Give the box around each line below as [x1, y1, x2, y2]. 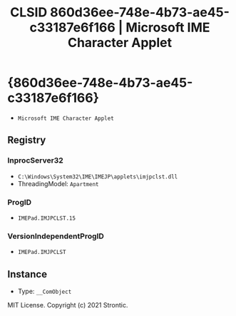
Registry [7, 134, 46, 146]
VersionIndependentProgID [7, 231, 105, 241]
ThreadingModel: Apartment [17, 179, 99, 188]
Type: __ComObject [17, 287, 72, 296]
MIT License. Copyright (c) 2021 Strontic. [7, 301, 128, 310]
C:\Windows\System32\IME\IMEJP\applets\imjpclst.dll [17, 173, 178, 180]
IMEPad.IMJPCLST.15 [17, 215, 76, 222]
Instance [7, 268, 48, 280]
